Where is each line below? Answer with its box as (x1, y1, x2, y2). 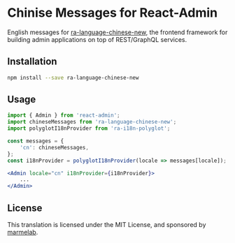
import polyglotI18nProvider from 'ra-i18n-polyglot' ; (7, 125, 171, 132)
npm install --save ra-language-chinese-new (7, 74, 139, 81)
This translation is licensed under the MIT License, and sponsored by (7, 221, 206, 228)
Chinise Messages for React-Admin (7, 5, 218, 21)
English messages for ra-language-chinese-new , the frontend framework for (7, 28, 228, 36)
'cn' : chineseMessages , (20, 144, 90, 151)
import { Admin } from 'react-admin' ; (7, 112, 120, 119)
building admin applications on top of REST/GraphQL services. (7, 35, 187, 43)
